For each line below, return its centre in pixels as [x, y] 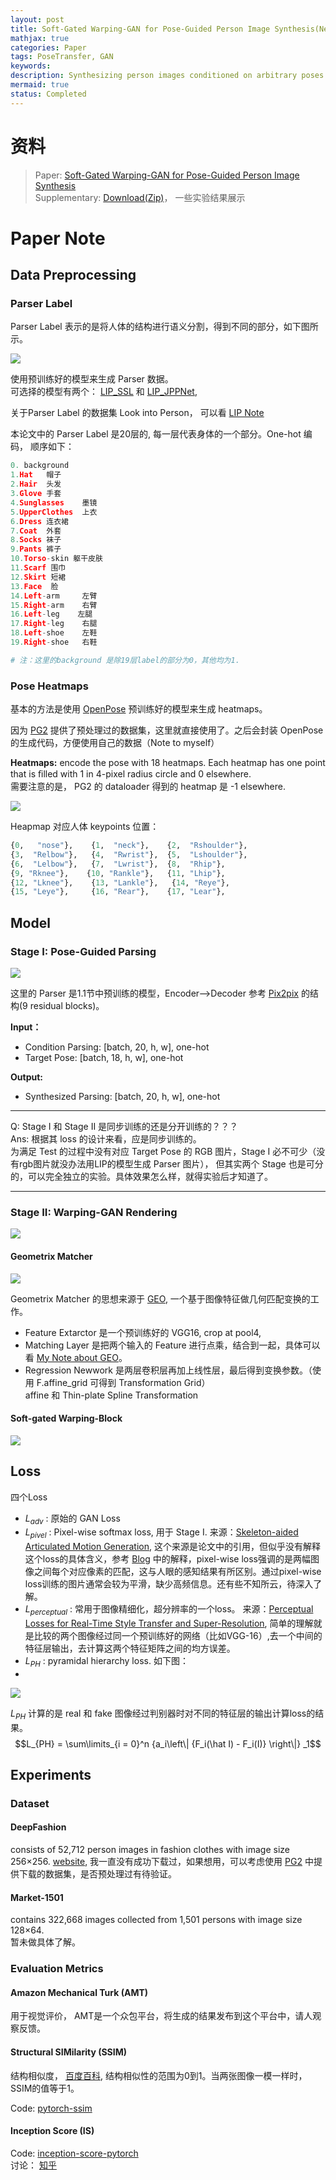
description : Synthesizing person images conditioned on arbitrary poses [167, 76]
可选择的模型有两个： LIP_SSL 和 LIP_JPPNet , [104, 392]
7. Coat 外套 [36, 531]
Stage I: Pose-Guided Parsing [83, 951]
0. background [40, 466]
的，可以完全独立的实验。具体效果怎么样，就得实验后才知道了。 [141, 1177]
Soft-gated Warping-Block [66, 1418]
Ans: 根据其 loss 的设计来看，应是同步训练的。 [106, 1139]
